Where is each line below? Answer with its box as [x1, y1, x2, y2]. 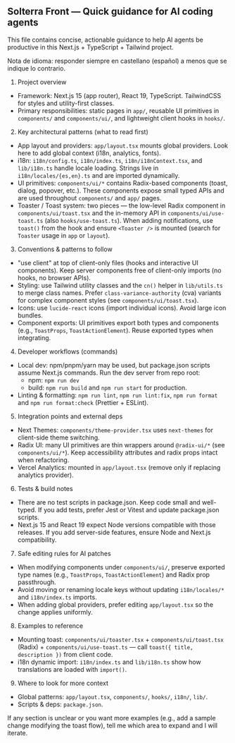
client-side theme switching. [17, 433, 100, 442]
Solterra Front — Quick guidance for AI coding [7, 6, 213, 18]
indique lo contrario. [7, 64, 65, 73]
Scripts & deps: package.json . [17, 700, 103, 708]
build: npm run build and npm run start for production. [27, 383, 188, 392]
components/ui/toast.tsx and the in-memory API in [17, 208, 167, 217]
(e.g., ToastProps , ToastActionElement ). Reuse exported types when [17, 326, 213, 334]
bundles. [17, 310, 44, 320]
